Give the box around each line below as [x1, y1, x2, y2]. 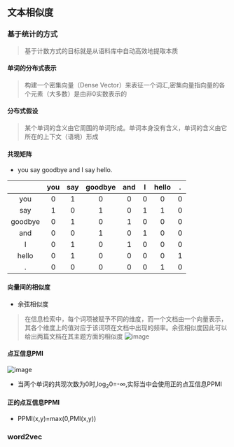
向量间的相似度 [7, 283, 50, 291]
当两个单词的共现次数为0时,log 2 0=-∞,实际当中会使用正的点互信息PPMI [17, 380, 223, 390]
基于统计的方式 [7, 29, 58, 39]
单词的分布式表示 [7, 64, 57, 72]
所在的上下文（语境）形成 [24, 132, 99, 141]
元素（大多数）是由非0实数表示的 [30, 90, 128, 98]
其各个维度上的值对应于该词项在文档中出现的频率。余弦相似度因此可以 [24, 323, 228, 332]
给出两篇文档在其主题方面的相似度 [24, 332, 123, 341]
